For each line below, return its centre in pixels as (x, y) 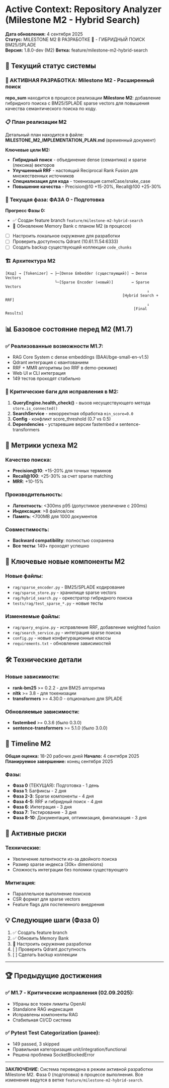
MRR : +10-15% (28, 481)
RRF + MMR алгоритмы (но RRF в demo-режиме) (65, 368)
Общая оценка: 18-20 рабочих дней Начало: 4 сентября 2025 (72, 756)
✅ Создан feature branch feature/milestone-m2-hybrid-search (78, 220)
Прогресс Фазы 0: (25, 211)
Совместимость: (27, 529)
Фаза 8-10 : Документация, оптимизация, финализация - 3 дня (79, 818)
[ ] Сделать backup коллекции (45, 954)
